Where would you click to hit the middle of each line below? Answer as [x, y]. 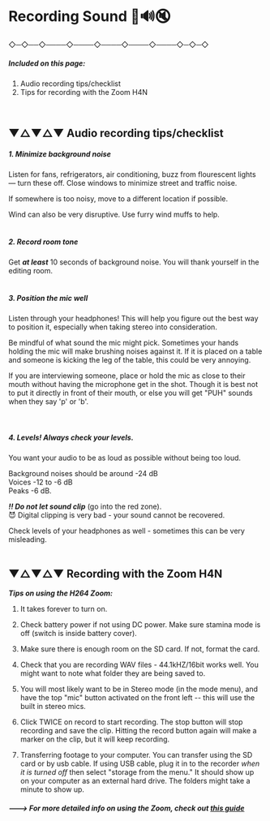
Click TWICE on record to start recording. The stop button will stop [131, 722]
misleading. [28, 539]
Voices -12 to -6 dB [41, 482]
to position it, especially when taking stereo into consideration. [113, 327]
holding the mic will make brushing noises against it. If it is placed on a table [135, 351]
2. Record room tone [43, 242]
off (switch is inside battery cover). [79, 633]
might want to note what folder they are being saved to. [113, 673]
